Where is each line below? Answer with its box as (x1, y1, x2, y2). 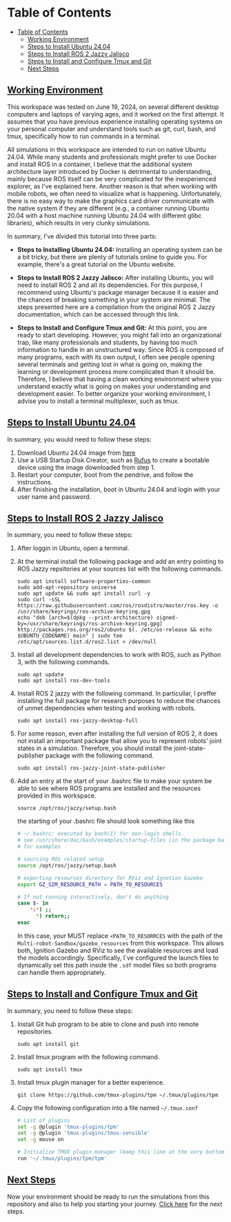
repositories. (17, 1027, 53, 1036)
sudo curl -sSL (17, 596, 61, 603)
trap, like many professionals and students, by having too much (17, 338, 198, 346)
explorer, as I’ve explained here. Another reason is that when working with (7, 181, 218, 190)
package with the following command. (46, 751, 154, 760)
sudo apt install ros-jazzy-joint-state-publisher (17, 765, 166, 772)
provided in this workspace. (17, 791, 97, 800)
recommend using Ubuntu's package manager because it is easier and (17, 288, 219, 296)
